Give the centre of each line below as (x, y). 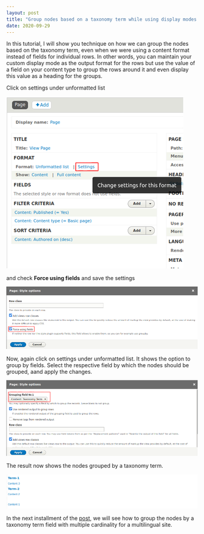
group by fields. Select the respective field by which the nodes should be (98, 365)
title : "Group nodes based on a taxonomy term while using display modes (102, 19)
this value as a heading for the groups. (54, 76)
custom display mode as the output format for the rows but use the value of (101, 63)
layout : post (23, 13)
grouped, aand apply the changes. (49, 371)
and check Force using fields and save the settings (71, 278)
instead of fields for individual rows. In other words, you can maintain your (99, 57)
